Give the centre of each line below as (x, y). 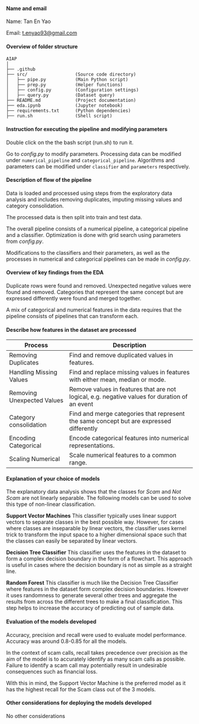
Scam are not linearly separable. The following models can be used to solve (99, 498)
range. (78, 463)
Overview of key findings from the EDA (55, 273)
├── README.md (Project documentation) (71, 101)
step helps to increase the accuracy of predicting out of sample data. (90, 608)
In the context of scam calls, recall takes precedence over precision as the (97, 652)
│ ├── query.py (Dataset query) (61, 95)
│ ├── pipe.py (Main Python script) (67, 80)
